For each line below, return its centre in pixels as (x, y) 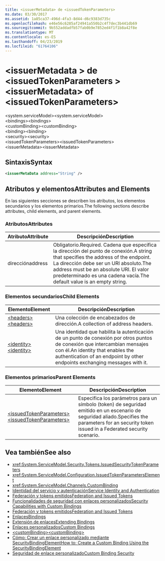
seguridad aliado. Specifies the (113, 416)
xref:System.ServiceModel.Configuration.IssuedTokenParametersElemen (86, 474)
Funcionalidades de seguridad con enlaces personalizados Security (80, 501)
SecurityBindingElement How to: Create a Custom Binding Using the (80, 543)
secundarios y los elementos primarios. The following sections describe (77, 206)
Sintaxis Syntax (29, 162)
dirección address (28, 264)
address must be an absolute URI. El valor (101, 269)
